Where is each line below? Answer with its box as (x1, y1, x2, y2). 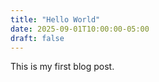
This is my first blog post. (10, 61, 115, 73)
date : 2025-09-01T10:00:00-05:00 (10, 24, 150, 34)
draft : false (10, 33, 65, 43)
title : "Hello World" (10, 14, 101, 25)
